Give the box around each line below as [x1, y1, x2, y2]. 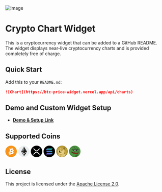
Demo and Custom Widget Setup [5, 104, 112, 112]
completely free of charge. [5, 51, 61, 57]
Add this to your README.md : [5, 79, 62, 85]
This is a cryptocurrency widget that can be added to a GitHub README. [5, 39, 158, 45]
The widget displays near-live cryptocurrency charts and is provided [5, 45, 149, 51]
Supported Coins [5, 132, 61, 140]
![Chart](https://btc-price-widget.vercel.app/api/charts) [5, 89, 133, 94]
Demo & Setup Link [12, 117, 54, 123]
